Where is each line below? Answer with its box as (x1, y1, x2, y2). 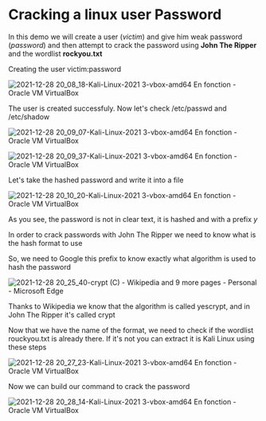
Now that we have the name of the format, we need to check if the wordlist (8, 325, 254, 335)
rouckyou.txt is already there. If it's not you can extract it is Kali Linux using (8, 333, 255, 343)
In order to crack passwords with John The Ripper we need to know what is (8, 229, 256, 240)
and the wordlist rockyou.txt (8, 49, 103, 58)
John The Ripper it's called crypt (8, 310, 115, 319)
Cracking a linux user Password (8, 6, 222, 24)
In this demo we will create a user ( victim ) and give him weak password (8, 32, 243, 41)
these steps (8, 342, 47, 352)
